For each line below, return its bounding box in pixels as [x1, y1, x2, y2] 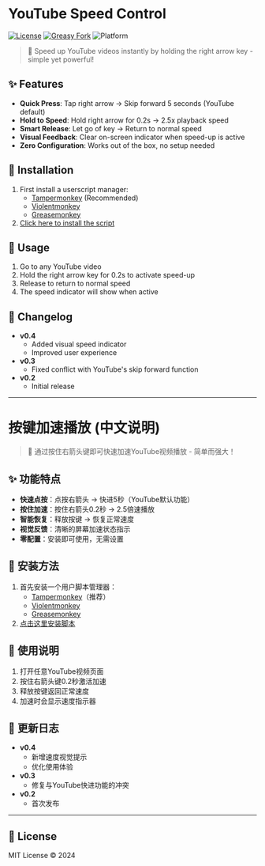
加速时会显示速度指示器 [19, 696, 96, 705]
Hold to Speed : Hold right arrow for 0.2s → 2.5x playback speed [19, 115, 229, 125]
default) [19, 107, 46, 116]
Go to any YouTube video [19, 262, 102, 271]
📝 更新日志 [8, 721, 59, 735]
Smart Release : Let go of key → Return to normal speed [19, 123, 203, 133]
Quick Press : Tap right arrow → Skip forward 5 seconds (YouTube [19, 98, 234, 108]
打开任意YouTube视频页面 [19, 666, 104, 676]
